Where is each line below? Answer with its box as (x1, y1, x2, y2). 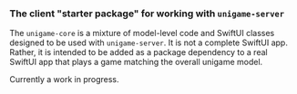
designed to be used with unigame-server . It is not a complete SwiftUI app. (9, 37, 289, 48)
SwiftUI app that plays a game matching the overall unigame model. (9, 57, 263, 68)
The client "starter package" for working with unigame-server (9, 7, 285, 20)
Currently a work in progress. (9, 74, 120, 85)
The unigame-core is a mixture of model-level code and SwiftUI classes (9, 28, 275, 39)
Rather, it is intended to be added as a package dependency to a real (9, 47, 268, 58)
